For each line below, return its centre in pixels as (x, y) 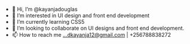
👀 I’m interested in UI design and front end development (81, 15)
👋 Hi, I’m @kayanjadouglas (45, 9)
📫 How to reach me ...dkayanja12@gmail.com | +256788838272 (91, 35)
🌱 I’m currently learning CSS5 (48, 22)
